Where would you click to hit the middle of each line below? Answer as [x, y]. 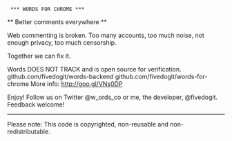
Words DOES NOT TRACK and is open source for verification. [94, 69]
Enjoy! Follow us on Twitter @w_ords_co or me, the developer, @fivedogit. [113, 97]
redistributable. [29, 131]
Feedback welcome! [36, 105]
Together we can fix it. [39, 56]
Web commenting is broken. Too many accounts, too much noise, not [106, 35]
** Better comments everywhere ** [57, 22]
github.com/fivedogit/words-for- [161, 76]
